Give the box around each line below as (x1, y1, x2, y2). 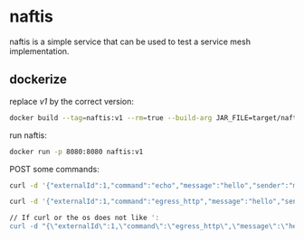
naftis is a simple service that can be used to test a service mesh (9, 36, 252, 47)
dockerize (9, 72, 68, 88)
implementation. (9, 45, 70, 56)
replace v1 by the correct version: (9, 96, 134, 106)
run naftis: (9, 129, 47, 141)
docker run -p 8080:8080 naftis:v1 (9, 147, 144, 156)
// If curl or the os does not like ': (9, 214, 160, 223)
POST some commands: (9, 163, 100, 174)
